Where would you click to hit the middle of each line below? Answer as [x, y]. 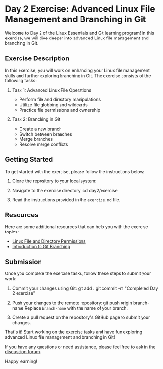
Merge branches [36, 139]
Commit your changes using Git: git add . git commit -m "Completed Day [85, 288]
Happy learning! [21, 361]
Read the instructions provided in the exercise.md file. [66, 200]
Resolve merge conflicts [44, 144]
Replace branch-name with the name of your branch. [76, 308]
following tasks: [21, 80]
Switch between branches [46, 134]
